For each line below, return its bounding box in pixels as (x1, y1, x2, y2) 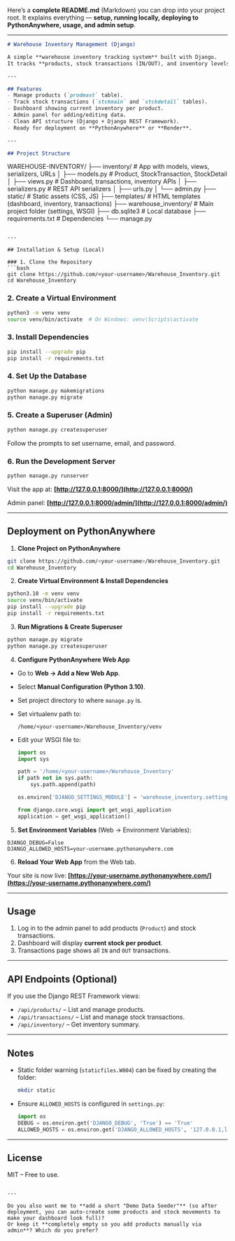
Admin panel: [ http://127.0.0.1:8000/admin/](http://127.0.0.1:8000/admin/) (7, 498, 228, 507)
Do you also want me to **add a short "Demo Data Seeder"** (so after (7, 1202, 218, 1209)
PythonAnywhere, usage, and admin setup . (7, 21, 136, 29)
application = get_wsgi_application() (17, 813, 131, 820)
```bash (7, 265, 30, 272)
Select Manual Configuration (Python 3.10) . (17, 683, 145, 691)
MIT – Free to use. (7, 1170, 59, 1179)
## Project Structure (7, 150, 71, 157)
